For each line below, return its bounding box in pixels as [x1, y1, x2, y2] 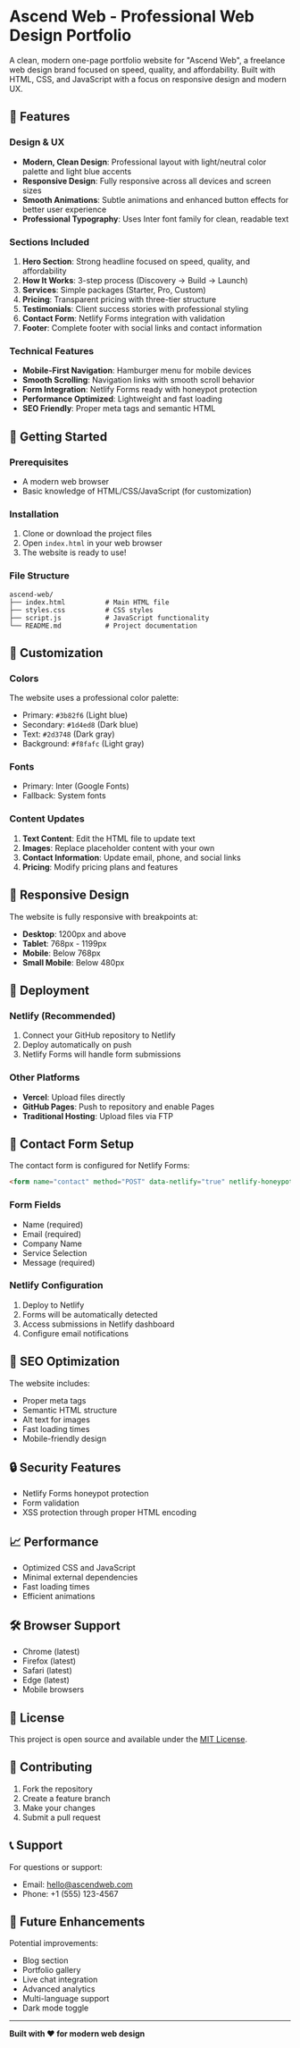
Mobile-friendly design [21, 1433, 107, 1444]
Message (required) [21, 1257, 96, 1268]
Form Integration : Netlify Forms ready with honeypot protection [21, 384, 257, 395]
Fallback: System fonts [21, 790, 106, 801]
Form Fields [9, 1199, 62, 1211]
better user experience [21, 204, 107, 215]
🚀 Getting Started [9, 429, 108, 444]
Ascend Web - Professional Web [9, 6, 254, 27]
